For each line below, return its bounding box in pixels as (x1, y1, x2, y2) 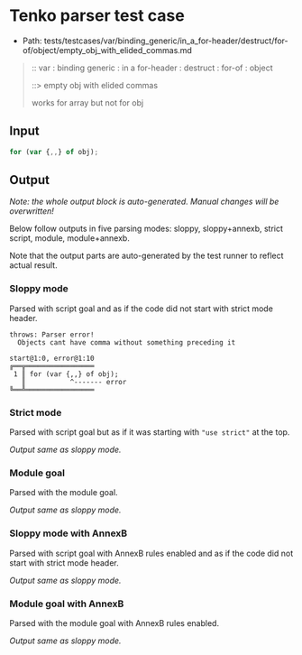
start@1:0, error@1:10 (9, 354, 95, 363)
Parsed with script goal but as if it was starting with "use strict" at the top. (9, 427, 290, 438)
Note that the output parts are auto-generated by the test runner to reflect (9, 250, 284, 262)
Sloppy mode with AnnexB (9, 527, 128, 540)
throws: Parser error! (9, 330, 95, 339)
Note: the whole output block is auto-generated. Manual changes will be (9, 196, 279, 208)
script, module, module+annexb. (9, 233, 131, 244)
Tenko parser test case (9, 5, 185, 26)
